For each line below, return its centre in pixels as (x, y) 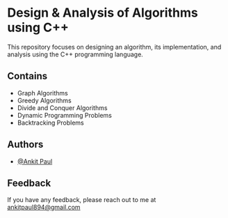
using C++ (38, 28)
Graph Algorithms (42, 93)
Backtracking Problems (51, 123)
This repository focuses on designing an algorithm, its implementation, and (114, 47)
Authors (25, 145)
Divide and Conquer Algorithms (62, 108)
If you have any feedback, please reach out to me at (82, 200)
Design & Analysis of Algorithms (103, 13)
